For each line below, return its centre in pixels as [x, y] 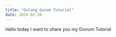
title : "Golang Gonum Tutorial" [39, 10]
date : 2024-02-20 [24, 15]
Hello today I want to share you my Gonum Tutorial [58, 29]
